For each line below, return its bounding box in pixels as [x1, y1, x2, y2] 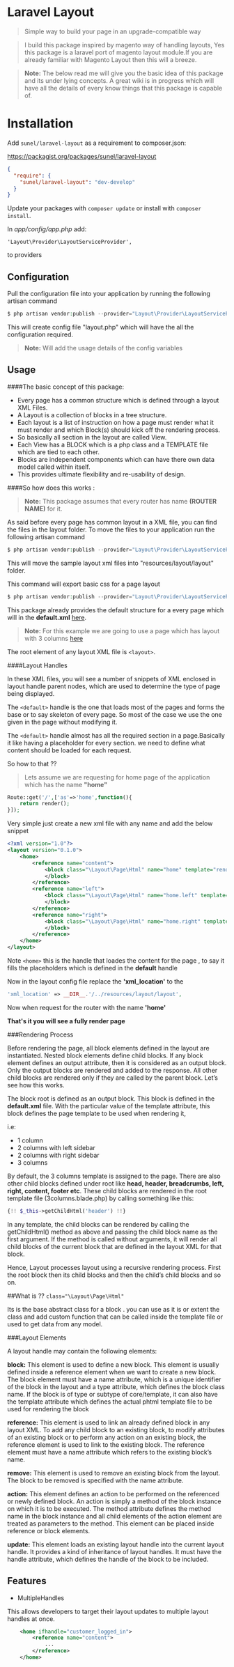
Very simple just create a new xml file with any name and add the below [7, 819, 213, 828]
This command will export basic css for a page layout [7, 580, 160, 588]
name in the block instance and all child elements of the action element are [7, 1512, 222, 1520]
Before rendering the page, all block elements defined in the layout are [7, 1044, 210, 1052]
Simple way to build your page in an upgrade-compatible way [24, 27, 201, 36]
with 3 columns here [24, 634, 84, 642]
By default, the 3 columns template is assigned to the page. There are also [7, 1172, 221, 1180]
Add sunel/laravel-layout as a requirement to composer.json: [7, 139, 187, 147]
